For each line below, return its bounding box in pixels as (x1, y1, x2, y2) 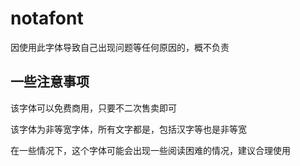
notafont (10, 7, 84, 30)
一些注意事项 (10, 73, 90, 91)
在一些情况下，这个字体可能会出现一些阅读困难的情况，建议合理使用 (10, 144, 291, 156)
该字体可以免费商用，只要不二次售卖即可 (10, 102, 177, 114)
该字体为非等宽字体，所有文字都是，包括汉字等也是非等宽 (10, 123, 247, 135)
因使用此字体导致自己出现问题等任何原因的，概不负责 (10, 41, 230, 53)
